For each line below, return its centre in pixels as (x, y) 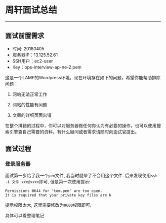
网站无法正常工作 (30, 94)
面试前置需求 (25, 36)
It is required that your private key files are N (58, 195)
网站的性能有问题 (30, 104)
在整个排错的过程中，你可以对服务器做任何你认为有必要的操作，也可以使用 (81, 126)
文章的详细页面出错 (32, 115)
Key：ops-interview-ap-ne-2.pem (47, 67)
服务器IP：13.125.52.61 (35, 55)
